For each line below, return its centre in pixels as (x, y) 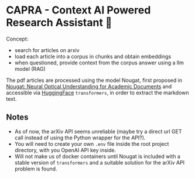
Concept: (17, 39)
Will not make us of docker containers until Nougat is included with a (97, 156)
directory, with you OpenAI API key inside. (65, 150)
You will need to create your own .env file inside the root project (92, 143)
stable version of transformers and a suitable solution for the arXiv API (100, 162)
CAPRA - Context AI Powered (78, 10)
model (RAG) (30, 69)
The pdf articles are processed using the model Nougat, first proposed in (94, 80)
